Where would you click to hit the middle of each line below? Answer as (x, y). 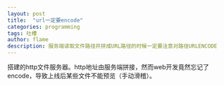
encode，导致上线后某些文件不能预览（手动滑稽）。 (82, 76)
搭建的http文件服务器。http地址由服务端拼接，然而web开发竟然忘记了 (108, 67)
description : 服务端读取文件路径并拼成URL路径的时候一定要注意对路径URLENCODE (112, 46)
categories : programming (44, 27)
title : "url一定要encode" (45, 20)
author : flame (28, 40)
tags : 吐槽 (22, 33)
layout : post (26, 14)
